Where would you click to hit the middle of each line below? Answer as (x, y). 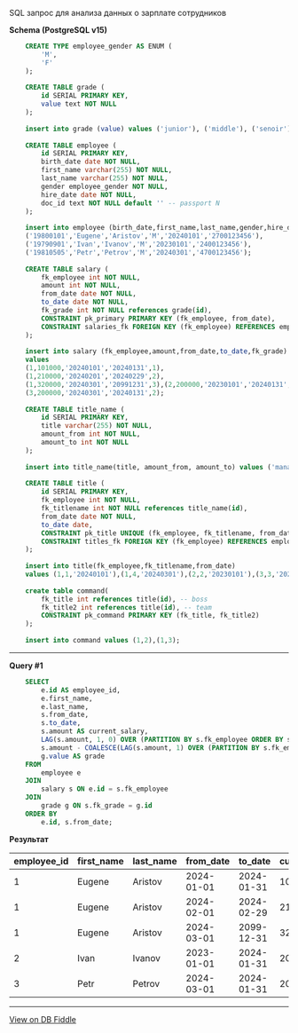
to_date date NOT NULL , (85, 302)
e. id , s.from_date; (77, 822)
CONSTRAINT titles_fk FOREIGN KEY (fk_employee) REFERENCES (154, 541)
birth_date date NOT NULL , (91, 162)
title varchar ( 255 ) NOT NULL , (97, 426)
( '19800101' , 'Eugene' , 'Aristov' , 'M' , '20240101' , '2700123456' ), (145, 236)
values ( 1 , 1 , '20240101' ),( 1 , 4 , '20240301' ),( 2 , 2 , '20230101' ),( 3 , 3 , (150, 574)
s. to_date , (61, 723)
